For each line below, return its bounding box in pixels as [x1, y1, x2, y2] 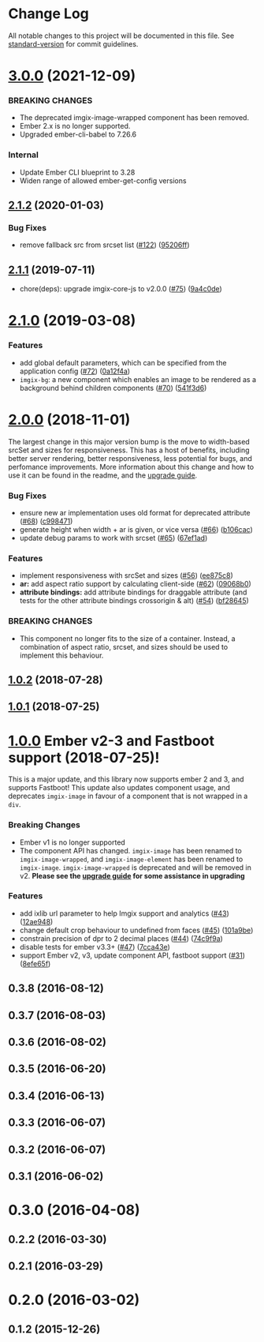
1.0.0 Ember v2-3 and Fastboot [8, 732, 215, 750]
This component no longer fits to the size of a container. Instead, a [19, 633, 236, 643]
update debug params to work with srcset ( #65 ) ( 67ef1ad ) [19, 533, 208, 542]
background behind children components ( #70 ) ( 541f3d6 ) [19, 383, 207, 392]
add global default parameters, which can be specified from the [19, 358, 227, 367]
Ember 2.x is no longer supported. [19, 122, 131, 131]
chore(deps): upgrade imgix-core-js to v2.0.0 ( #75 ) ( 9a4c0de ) [19, 284, 222, 294]
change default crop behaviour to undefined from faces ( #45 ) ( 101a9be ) [19, 925, 254, 935]
